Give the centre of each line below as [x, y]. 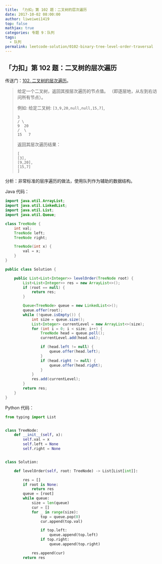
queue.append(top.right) [75, 544]
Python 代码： [20, 407]
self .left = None [40, 444]
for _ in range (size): [55, 512]
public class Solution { [31, 269]
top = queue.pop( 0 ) [60, 517]
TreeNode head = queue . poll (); [73, 333]
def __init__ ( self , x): [39, 435]
